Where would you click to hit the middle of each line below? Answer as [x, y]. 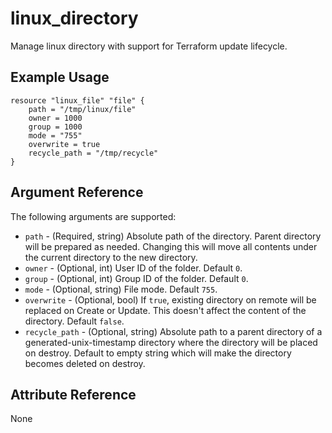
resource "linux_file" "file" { [77, 100]
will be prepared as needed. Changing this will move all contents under [171, 246]
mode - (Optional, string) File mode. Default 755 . [121, 289]
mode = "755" [55, 135]
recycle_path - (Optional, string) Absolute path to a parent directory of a [173, 331]
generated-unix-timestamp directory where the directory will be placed [171, 342]
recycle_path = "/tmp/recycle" [93, 153]
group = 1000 [55, 127]
